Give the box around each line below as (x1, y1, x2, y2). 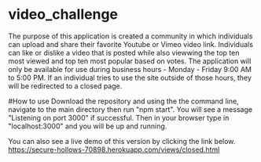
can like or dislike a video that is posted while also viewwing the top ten (8, 48, 240, 57)
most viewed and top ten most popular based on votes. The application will (8, 56, 252, 66)
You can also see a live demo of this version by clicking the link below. (8, 136, 236, 146)
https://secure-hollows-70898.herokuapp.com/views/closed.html (8, 145, 220, 154)
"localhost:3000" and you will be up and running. (8, 121, 167, 131)
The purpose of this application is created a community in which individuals (8, 31, 253, 41)
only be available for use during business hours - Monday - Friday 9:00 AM (8, 64, 252, 74)
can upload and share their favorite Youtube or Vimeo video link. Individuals (8, 39, 254, 49)
